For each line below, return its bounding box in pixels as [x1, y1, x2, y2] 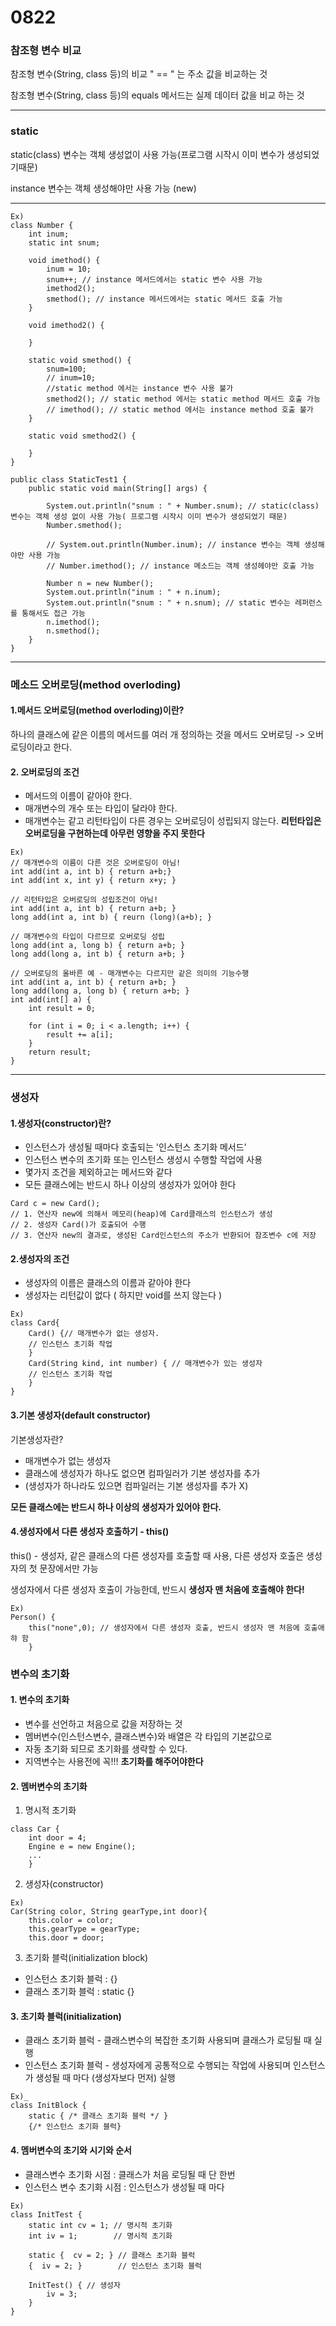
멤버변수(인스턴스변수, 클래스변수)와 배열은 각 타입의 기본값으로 [24, 1730, 273, 1742]
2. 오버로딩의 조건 [10, 766, 80, 778]
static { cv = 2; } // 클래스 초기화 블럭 [28, 2250, 196, 2260]
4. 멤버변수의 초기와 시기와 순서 [10, 2144, 132, 2156]
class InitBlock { [10, 2101, 87, 2111]
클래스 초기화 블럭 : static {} [24, 1986, 135, 1998]
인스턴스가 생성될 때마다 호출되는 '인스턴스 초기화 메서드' [24, 1141, 247, 1153]
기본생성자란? [10, 1433, 64, 1445]
